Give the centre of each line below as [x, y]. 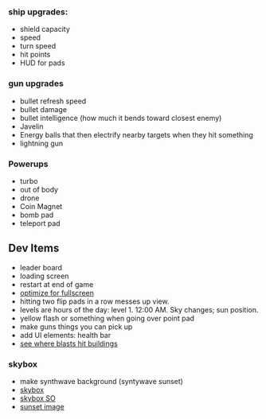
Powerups [29, 164]
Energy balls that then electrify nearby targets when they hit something [136, 134]
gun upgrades [36, 83]
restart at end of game [57, 284]
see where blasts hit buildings [68, 343]
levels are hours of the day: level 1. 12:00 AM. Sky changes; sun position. [139, 309]
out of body [39, 189]
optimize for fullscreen [57, 293]
